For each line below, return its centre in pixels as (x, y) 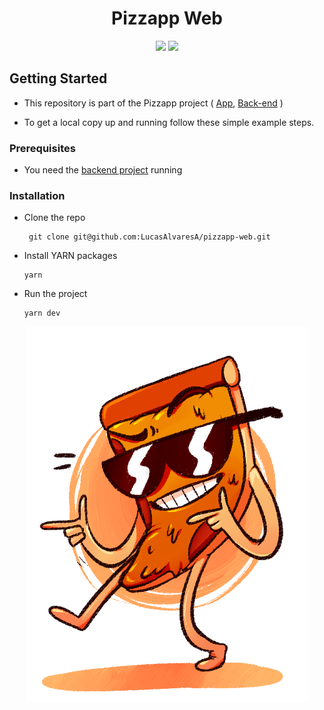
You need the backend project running (103, 170)
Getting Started (58, 78)
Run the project (55, 294)
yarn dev (42, 313)
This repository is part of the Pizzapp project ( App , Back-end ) (153, 103)
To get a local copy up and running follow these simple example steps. (169, 122)
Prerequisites (42, 148)
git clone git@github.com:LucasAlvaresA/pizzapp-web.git (149, 237)
